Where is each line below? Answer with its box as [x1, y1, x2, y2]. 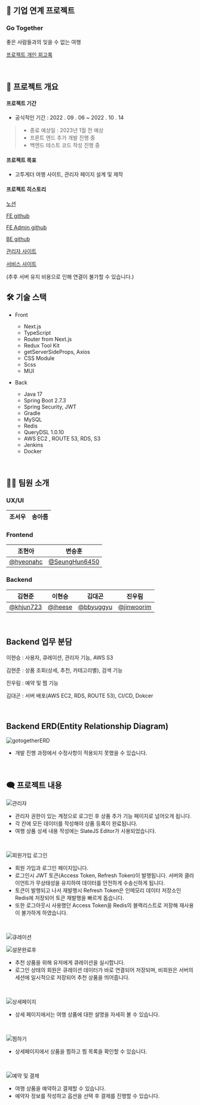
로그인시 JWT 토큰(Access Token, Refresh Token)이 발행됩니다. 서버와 [14, 872, 183, 879]
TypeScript [23, 329, 51, 336]
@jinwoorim [118, 603, 152, 611]
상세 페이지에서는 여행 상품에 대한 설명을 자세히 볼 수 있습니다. [14, 1011, 160, 1018]
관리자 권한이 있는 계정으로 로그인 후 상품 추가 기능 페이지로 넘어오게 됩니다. [14, 813, 192, 820]
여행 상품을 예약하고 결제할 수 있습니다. [14, 1085, 106, 1092]
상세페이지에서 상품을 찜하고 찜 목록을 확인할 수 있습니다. [14, 1048, 147, 1055]
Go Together [6, 24, 44, 32]
